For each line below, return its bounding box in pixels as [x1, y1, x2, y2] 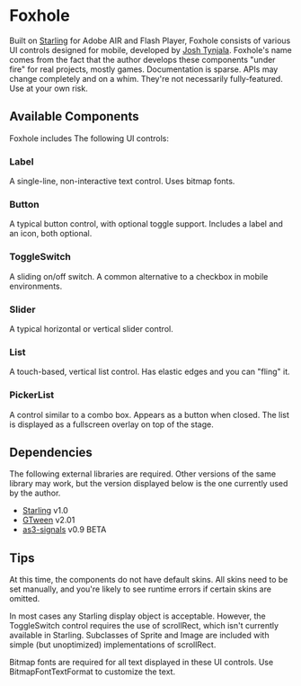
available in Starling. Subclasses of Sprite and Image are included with [9, 630, 270, 641]
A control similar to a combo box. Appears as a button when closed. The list [9, 409, 290, 420]
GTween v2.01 [22, 514, 75, 526]
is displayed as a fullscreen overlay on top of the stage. [9, 419, 214, 430]
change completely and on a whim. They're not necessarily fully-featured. [9, 73, 283, 84]
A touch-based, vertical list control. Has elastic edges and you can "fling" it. [9, 366, 290, 378]
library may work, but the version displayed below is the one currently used [9, 478, 288, 489]
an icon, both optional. [9, 228, 93, 239]
